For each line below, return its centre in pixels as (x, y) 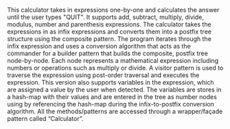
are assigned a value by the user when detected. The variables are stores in (114, 89)
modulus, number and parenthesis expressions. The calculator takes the (109, 24)
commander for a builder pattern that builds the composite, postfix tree (107, 53)
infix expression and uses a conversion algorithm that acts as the (99, 46)
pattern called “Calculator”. (45, 118)
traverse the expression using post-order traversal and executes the (103, 75)
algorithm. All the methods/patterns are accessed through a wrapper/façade (115, 111)
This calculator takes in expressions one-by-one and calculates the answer (113, 10)
